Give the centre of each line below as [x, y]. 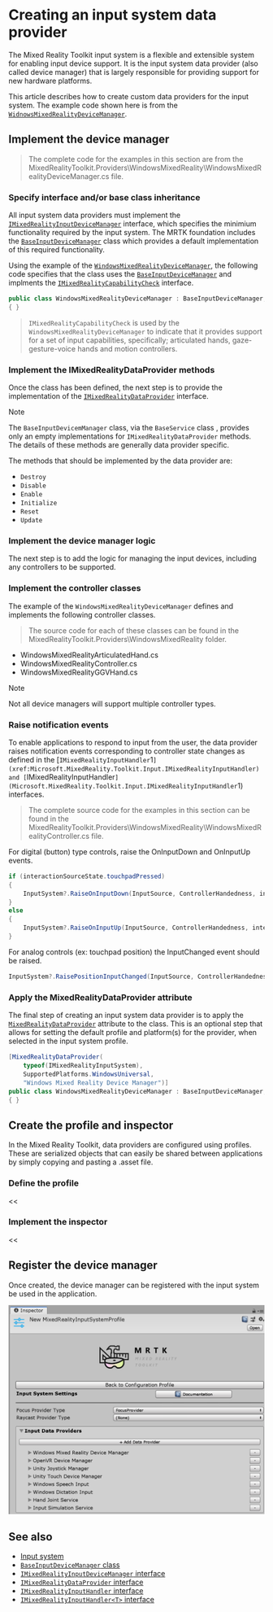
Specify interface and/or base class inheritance [104, 197]
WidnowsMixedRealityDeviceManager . [68, 114]
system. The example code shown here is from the [93, 105]
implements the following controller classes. [82, 614]
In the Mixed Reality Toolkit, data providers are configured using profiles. [130, 1145]
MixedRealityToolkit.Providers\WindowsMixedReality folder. [128, 639]
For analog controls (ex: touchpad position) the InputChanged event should [134, 952]
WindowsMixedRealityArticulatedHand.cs [89, 655]
